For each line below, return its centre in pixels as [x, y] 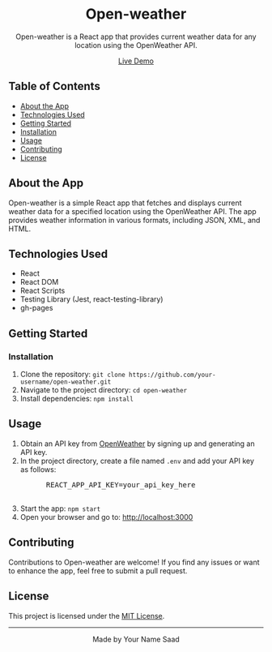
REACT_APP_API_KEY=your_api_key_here [121, 485]
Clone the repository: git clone [72, 375]
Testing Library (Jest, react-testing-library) [91, 299]
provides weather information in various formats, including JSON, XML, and [134, 220]
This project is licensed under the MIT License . [87, 616]
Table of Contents [55, 86]
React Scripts [42, 291]
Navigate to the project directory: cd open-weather [104, 390]
